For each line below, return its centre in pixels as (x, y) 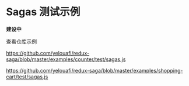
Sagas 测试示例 (43, 12)
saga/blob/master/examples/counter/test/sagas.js (66, 59)
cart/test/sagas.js (27, 77)
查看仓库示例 (21, 41)
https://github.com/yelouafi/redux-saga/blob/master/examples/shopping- (94, 70)
